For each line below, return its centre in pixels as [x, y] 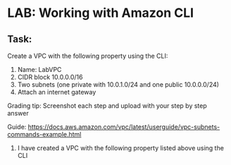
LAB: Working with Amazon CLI [101, 13]
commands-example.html [44, 134]
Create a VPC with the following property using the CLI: [88, 56]
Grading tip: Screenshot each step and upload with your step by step [107, 106]
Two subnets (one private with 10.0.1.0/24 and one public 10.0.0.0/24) [118, 85]
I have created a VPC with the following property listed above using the [120, 148]
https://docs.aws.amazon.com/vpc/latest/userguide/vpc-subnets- [124, 127]
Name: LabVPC [39, 69]
